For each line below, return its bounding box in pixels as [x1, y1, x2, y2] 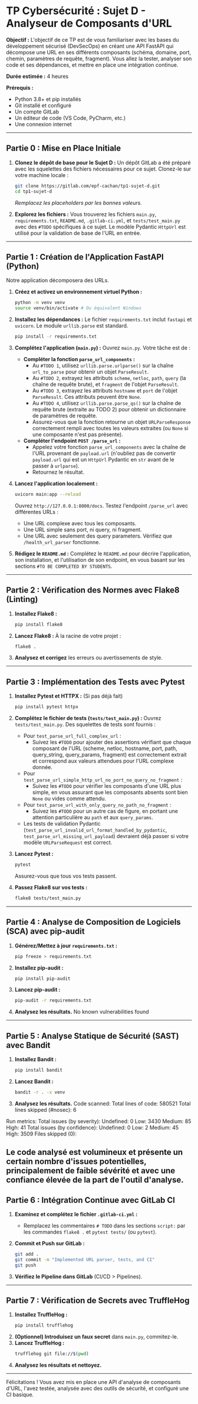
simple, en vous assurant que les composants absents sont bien [32, 789, 189, 796]
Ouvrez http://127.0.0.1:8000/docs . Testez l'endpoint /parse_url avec [14, 502, 189, 509]
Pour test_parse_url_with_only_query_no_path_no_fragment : [23, 801, 172, 809]
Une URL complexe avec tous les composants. [23, 519, 137, 526]
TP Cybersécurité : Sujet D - [6, 4, 146, 18]
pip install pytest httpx [14, 704, 78, 710]
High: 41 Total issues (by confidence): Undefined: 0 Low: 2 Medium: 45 [6, 1124, 179, 1131]
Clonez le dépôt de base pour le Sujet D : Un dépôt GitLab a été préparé [14, 159, 191, 166]
